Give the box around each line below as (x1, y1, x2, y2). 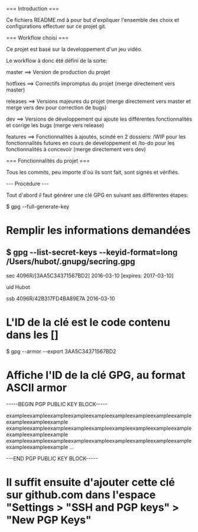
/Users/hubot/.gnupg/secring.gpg (6, 257, 135, 267)
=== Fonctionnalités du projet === (6, 157, 90, 164)
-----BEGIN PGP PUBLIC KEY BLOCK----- (6, 400, 108, 407)
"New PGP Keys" (6, 514, 92, 527)
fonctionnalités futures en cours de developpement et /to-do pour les (6, 140, 175, 147)
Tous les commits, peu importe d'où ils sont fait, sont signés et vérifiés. (6, 168, 180, 176)
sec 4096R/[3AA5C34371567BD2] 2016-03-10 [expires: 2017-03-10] (6, 272, 174, 279)
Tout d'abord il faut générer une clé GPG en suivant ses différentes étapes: (6, 192, 189, 199)
